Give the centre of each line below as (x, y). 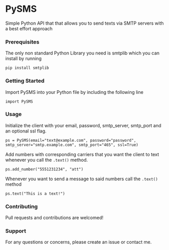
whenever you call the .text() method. (47, 160)
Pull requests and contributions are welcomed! (54, 218)
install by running (24, 59)
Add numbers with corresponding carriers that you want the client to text (82, 154)
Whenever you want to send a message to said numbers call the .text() (82, 179)
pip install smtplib (27, 68)
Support (16, 231)
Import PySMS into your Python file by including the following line (74, 92)
